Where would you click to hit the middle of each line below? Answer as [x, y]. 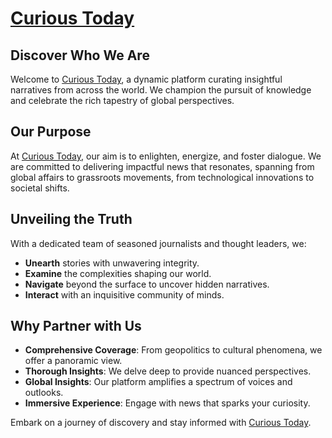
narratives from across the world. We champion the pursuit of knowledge [161, 90]
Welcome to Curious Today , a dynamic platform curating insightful [146, 79]
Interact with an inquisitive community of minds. [124, 294]
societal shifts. [40, 188]
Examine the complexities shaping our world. [118, 273]
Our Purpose [51, 132]
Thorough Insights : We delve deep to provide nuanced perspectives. [168, 371]
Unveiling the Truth [71, 219]
